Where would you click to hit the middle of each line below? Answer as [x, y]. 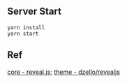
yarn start [23, 33]
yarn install [26, 27]
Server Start [34, 12]
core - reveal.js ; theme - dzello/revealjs [64, 72]
